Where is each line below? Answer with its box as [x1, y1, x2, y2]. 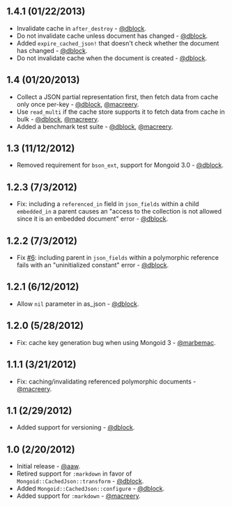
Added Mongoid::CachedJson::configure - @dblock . [16, 485, 165, 493]
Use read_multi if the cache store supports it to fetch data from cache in [16, 108, 225, 116]
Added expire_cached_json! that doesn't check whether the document [16, 38, 219, 47]
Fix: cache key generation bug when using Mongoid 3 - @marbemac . [16, 338, 216, 346]
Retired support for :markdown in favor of [16, 469, 132, 478]
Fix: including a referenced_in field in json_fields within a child [16, 200, 199, 208]
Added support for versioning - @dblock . [16, 423, 135, 432]
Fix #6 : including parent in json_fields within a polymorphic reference [16, 253, 219, 262]
